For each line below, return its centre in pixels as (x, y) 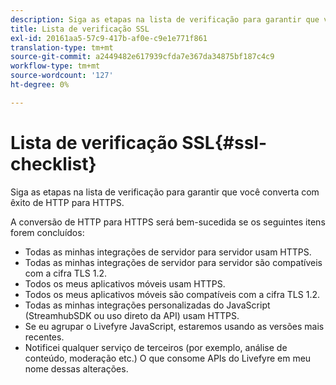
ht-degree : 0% (40, 85)
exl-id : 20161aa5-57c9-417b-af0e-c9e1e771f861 (109, 38)
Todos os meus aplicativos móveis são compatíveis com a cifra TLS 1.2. (172, 294)
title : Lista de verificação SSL (80, 29)
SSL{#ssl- (224, 142)
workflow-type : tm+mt (55, 66)
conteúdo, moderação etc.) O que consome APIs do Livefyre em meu (168, 358)
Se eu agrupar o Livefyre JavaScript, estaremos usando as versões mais (174, 326)
